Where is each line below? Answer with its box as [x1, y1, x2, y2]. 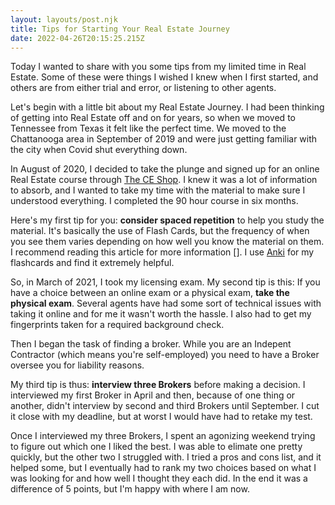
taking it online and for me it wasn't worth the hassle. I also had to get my [10, 308, 312, 320]
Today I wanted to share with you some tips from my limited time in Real [10, 61, 307, 73]
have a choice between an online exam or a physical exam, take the [10, 287, 290, 299]
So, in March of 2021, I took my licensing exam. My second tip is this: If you [10, 276, 321, 288]
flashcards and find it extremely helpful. [10, 257, 175, 269]
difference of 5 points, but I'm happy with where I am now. [10, 483, 250, 495]
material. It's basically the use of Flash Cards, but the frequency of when [10, 225, 310, 237]
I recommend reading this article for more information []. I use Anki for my [10, 246, 315, 258]
